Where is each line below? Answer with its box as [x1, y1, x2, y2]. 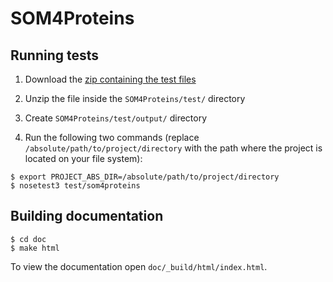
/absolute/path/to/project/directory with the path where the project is [24, 142, 323, 154]
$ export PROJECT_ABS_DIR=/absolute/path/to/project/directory [10, 172, 280, 182]
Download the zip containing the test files [24, 73, 197, 85]
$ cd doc [10, 234, 47, 244]
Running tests [10, 47, 100, 64]
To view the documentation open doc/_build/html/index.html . [10, 260, 268, 272]
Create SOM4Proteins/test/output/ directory [24, 112, 208, 124]
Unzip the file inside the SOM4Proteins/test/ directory [24, 93, 246, 104]
